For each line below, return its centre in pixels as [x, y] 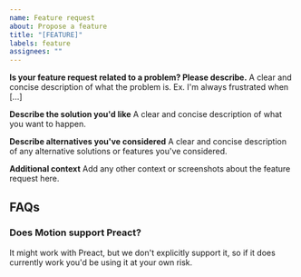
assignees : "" [36, 52]
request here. [34, 179]
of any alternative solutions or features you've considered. [119, 152]
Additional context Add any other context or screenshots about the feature [150, 169]
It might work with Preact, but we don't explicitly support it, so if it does [143, 252]
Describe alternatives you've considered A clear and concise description [148, 142]
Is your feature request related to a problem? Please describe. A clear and [150, 77]
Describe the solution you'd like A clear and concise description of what [146, 114]
